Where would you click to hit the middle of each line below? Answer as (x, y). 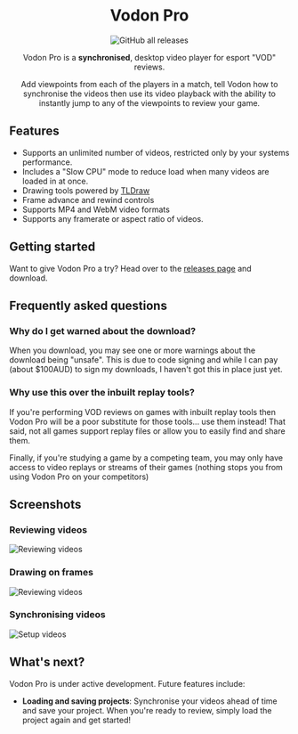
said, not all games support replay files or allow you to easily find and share (148, 431)
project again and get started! (77, 720)
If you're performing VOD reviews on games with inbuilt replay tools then (142, 412)
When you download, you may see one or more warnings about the (133, 351)
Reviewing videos (48, 529)
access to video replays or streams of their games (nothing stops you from (146, 467)
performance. (47, 162)
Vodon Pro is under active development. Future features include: (127, 683)
